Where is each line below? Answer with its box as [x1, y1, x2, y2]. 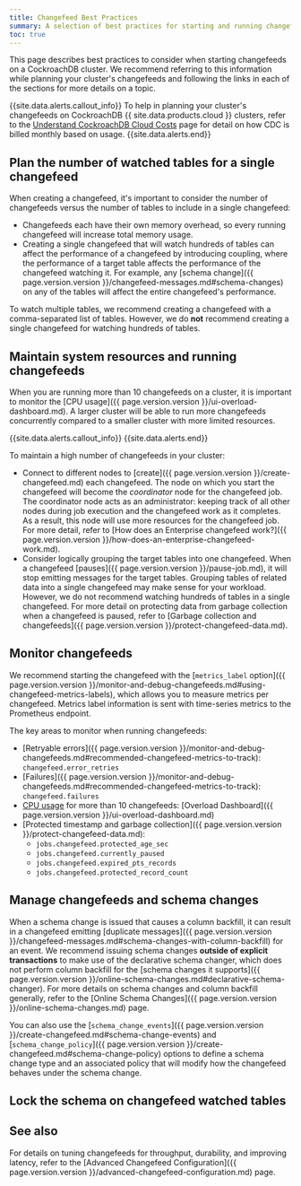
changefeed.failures [21, 791, 99, 801]
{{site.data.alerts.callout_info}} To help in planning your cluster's [9, 100, 247, 111]
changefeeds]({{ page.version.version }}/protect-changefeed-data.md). [21, 620, 288, 631]
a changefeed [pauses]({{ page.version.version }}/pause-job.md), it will [21, 562, 288, 573]
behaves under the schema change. [9, 1067, 142, 1077]
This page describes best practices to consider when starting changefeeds [9, 55, 287, 65]
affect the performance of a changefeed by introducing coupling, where [21, 249, 288, 259]
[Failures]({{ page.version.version [21, 771, 147, 781]
